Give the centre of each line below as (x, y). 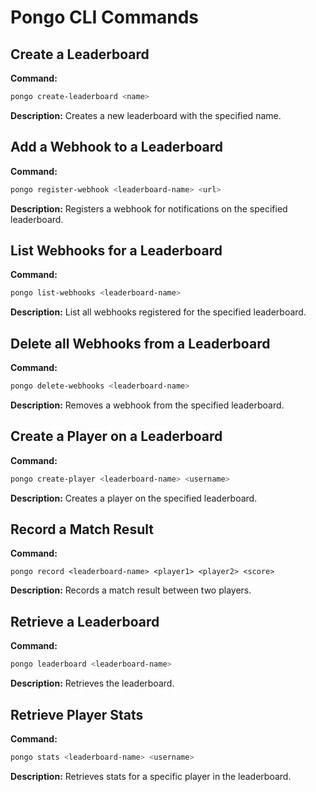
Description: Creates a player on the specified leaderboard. (134, 498)
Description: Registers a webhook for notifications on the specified (149, 208)
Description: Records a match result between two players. (131, 590)
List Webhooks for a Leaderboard (116, 250)
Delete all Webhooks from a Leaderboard (140, 343)
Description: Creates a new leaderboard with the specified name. (146, 115)
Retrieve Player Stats (77, 714)
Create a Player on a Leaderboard (116, 436)
